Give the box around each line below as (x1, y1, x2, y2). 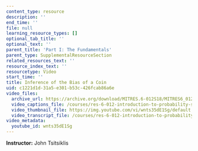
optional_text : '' (6, 42, 51, 48)
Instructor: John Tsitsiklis (6, 139, 69, 146)
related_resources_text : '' (6, 58, 75, 63)
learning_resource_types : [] (6, 31, 78, 36)
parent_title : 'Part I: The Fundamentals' (6, 47, 112, 53)
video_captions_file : (11, 101, 65, 108)
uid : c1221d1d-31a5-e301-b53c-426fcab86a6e (6, 85, 115, 91)
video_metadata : (6, 118, 46, 124)
